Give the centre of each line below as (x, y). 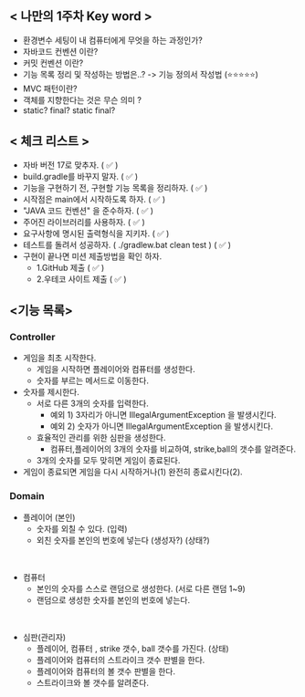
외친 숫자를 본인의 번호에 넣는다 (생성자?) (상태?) (123, 540)
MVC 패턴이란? (50, 88)
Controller (32, 337)
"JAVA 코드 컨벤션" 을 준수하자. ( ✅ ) (88, 210)
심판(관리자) (44, 637)
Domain (27, 496)
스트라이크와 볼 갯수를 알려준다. (92, 682)
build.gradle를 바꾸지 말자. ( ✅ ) (80, 176)
